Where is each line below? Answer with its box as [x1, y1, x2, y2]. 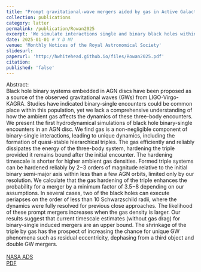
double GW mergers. [6, 241, 58, 248]
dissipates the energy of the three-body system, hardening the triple [6, 145, 175, 152]
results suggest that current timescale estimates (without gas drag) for [6, 215, 181, 222]
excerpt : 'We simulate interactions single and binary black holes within [6, 31, 197, 37]
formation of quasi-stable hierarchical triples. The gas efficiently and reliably [6, 139, 195, 146]
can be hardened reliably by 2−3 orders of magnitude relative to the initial [6, 164, 188, 171]
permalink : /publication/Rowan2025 [6, 25, 95, 32]
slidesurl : [6, 48, 33, 54]
